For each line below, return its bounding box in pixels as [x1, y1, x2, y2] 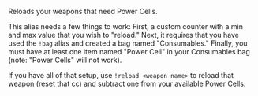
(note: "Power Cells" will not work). [8, 55, 122, 65]
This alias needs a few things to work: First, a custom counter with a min [8, 22, 243, 31]
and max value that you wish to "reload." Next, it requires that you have [8, 31, 239, 39]
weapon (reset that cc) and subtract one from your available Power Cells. [8, 79, 246, 88]
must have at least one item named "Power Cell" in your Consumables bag [8, 47, 251, 56]
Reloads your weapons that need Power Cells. [8, 7, 158, 16]
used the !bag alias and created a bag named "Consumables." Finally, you [8, 39, 248, 48]
